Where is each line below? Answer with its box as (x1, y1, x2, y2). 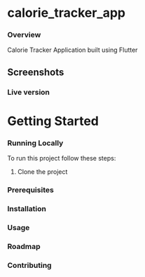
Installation (7, 204, 47, 214)
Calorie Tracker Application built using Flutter (7, 46, 138, 54)
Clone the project (17, 168, 68, 176)
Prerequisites (7, 185, 54, 195)
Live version (7, 87, 50, 97)
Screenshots (7, 66, 64, 78)
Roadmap (7, 241, 41, 251)
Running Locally (7, 138, 64, 148)
